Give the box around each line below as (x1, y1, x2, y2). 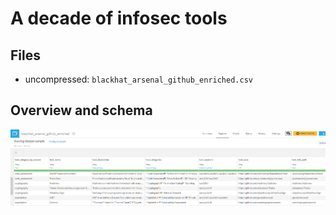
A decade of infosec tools (10, 7, 228, 30)
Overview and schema (10, 102, 153, 119)
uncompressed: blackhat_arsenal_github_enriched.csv (24, 73, 253, 85)
